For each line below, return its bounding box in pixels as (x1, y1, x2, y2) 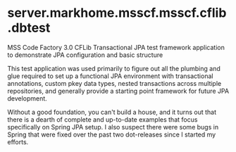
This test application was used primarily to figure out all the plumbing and (7, 64, 221, 72)
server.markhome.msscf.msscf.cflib (7, 5, 227, 21)
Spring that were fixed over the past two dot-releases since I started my (7, 130, 216, 139)
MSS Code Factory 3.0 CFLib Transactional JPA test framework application (7, 43, 225, 51)
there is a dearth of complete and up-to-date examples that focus (7, 115, 198, 124)
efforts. (7, 137, 29, 146)
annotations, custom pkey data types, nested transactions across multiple (7, 79, 222, 87)
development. (7, 94, 47, 103)
